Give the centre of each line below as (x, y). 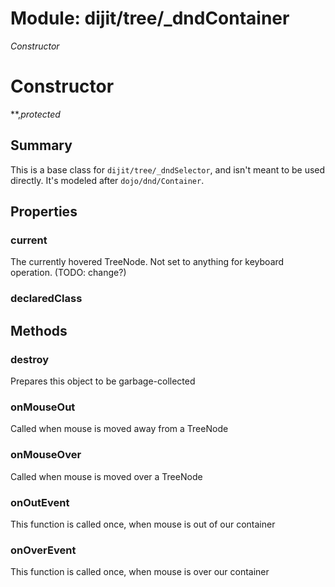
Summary (41, 145)
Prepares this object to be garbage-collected (103, 381)
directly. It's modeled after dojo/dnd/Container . (107, 180)
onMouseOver (46, 455)
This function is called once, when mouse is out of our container (143, 524)
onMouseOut (43, 407)
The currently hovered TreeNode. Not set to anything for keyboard (147, 262)
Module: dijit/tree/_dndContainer (150, 18)
